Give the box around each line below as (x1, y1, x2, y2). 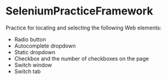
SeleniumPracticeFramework (5, 4, 153, 18)
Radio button (14, 35, 46, 43)
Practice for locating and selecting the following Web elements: (5, 24, 162, 31)
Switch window (14, 61, 52, 69)
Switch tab (14, 67, 41, 75)
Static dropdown (14, 48, 56, 55)
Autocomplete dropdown (14, 42, 76, 49)
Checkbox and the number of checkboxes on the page (14, 55, 149, 62)
